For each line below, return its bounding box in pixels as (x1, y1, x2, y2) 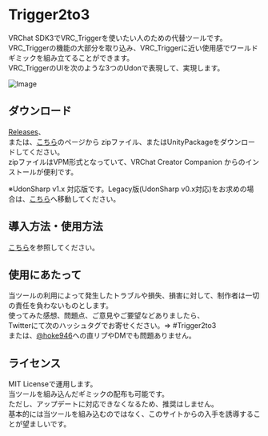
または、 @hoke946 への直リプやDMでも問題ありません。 (8, 330, 196, 341)
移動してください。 (57, 194, 121, 203)
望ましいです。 (22, 419, 71, 429)
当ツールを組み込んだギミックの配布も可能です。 (8, 390, 170, 399)
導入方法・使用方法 (8, 220, 103, 234)
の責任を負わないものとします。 (8, 301, 114, 310)
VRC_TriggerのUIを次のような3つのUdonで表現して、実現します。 (8, 62, 225, 73)
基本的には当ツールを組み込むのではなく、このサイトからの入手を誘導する (8, 410, 254, 419)
